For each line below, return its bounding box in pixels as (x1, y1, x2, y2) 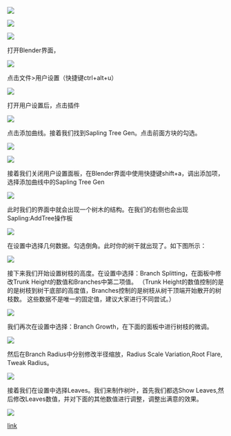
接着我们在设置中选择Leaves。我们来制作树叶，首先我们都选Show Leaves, (7, 386, 219, 394)
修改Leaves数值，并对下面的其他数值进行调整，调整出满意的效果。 (12, 395, 203, 403)
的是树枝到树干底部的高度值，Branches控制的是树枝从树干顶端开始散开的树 (7, 287, 222, 294)
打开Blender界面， (7, 46, 60, 54)
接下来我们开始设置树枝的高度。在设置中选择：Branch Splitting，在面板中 (7, 269, 216, 277)
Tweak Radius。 (7, 359, 53, 366)
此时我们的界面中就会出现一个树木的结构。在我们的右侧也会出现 (7, 205, 188, 214)
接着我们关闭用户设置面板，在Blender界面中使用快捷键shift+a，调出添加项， (7, 169, 224, 177)
